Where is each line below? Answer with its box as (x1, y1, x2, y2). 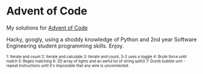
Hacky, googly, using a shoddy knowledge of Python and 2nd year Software (6, 35, 198, 43)
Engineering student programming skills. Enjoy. (6, 42, 125, 49)
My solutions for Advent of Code (6, 24, 88, 31)
